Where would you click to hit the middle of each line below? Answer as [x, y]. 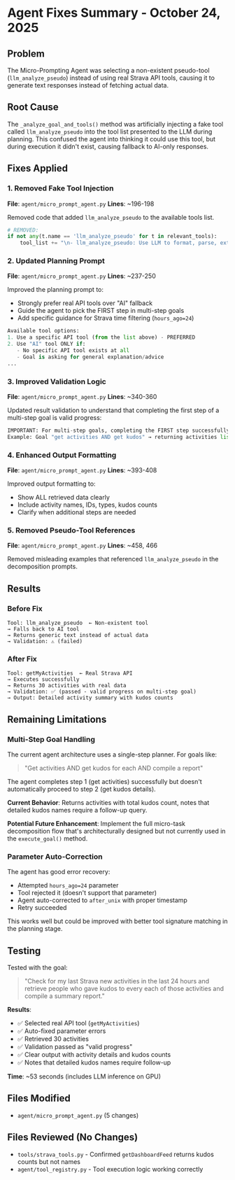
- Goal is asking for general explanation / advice [90, 357]
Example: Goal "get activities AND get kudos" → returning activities [112, 437]
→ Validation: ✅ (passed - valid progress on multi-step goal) [102, 692]
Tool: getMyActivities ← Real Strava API [70, 673]
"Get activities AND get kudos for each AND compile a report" [114, 768]
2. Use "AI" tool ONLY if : [47, 344]
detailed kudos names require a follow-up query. [77, 810]
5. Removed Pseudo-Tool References [71, 530]
